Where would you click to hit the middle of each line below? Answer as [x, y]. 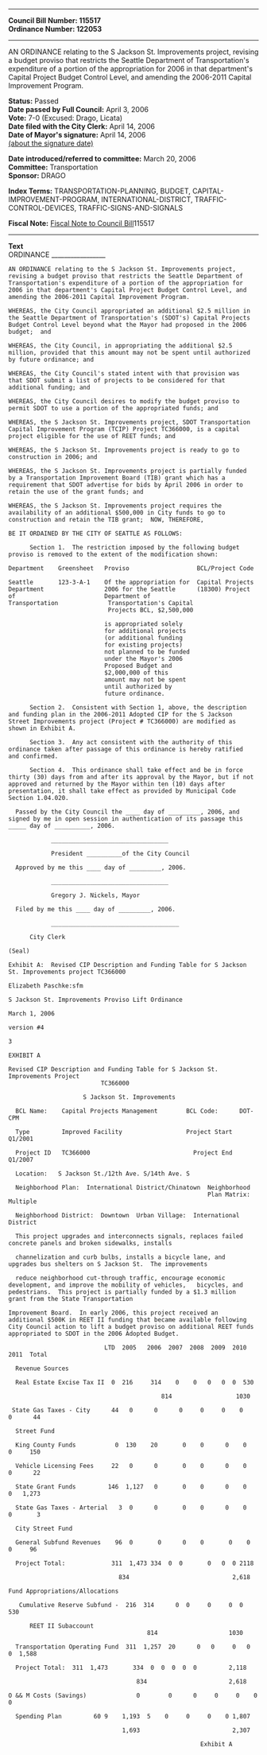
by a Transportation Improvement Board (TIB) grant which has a [117, 478]
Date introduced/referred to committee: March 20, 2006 [102, 159]
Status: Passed [34, 101]
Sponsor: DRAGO [37, 175]
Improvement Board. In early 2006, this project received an [113, 1313]
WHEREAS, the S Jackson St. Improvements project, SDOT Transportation [129, 422]
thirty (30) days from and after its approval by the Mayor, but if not [131, 777]
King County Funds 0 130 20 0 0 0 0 [131, 1445]
